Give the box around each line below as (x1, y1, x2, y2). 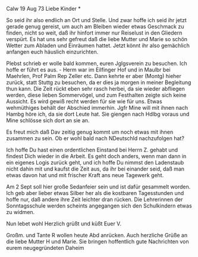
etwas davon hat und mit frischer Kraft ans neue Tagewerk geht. (6, 172, 164, 178)
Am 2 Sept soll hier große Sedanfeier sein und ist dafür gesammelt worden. (6, 183, 191, 190)
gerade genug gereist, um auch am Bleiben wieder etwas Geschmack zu (6, 23, 184, 30)
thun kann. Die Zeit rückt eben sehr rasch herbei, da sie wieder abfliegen (6, 85, 186, 92)
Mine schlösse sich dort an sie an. (6, 117, 90, 124)
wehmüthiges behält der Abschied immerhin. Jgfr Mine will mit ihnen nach (6, 104, 188, 111)
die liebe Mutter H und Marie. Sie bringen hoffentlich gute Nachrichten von (6, 238, 189, 245)
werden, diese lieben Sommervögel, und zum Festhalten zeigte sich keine (6, 92, 187, 98)
